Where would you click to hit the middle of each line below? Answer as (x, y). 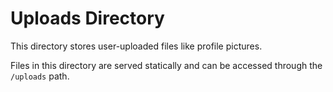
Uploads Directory (87, 18)
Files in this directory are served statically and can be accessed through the (166, 65)
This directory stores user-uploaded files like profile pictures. (136, 46)
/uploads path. (40, 76)
